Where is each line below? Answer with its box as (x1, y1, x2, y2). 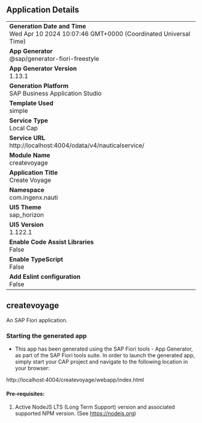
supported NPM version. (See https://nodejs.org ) (14, 410, 136, 417)
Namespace (9, 185, 45, 194)
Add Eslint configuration (9, 272, 81, 281)
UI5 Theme (9, 203, 42, 211)
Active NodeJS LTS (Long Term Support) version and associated (14, 404, 176, 411)
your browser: (14, 364, 50, 372)
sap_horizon (9, 211, 44, 219)
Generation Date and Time (9, 22, 87, 30)
